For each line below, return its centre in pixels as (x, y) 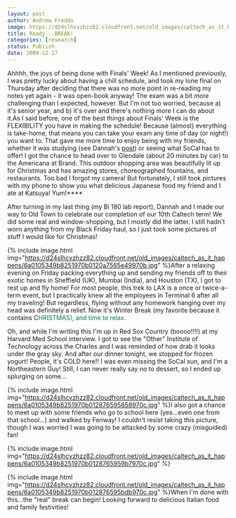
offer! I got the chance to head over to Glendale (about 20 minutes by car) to (118, 155)
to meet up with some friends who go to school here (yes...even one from (113, 412)
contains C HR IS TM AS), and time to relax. (67, 317)
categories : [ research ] (42, 40)
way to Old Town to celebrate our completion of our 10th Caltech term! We (115, 214)
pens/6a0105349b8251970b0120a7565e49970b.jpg (83, 265)
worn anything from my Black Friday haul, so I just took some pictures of (112, 229)
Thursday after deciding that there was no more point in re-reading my (110, 88)
